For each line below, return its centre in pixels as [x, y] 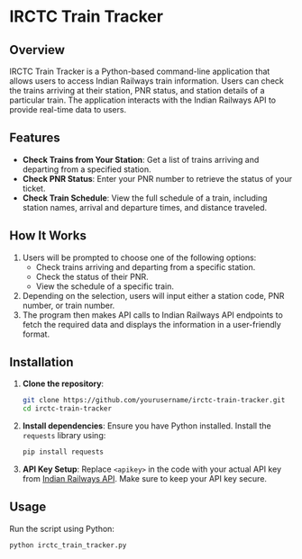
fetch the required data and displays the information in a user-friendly [151, 324]
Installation [41, 362]
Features [35, 138]
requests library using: [64, 436]
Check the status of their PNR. [92, 276]
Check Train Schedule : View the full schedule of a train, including [145, 198]
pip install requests [63, 452]
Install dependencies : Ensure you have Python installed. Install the [147, 426]
